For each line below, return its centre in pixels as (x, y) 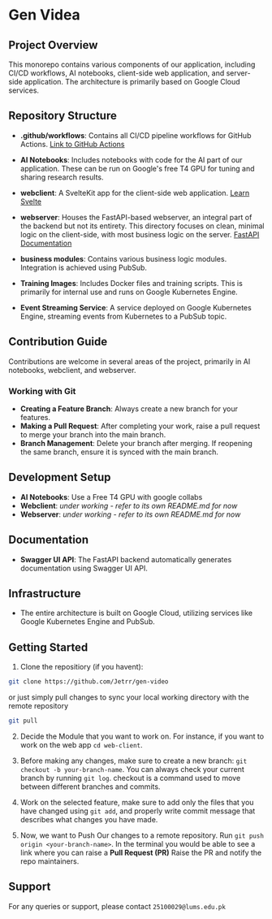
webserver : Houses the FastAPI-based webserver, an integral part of (136, 217)
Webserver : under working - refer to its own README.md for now (130, 514)
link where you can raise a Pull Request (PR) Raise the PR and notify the (141, 852)
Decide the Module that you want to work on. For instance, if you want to (142, 736)
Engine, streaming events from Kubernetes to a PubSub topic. (123, 316)
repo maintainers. (50, 861)
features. (35, 417)
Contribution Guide (58, 342)
